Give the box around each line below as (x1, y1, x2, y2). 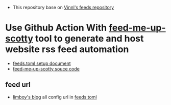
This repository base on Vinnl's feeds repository (12, 5, 114, 10)
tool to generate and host (35, 33, 144, 45)
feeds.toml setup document (12, 60, 71, 66)
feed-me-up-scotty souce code (12, 65, 80, 72)
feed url (5, 81, 31, 89)
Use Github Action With (5, 22, 107, 33)
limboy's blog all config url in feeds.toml (12, 94, 97, 100)
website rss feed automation (5, 44, 129, 55)
